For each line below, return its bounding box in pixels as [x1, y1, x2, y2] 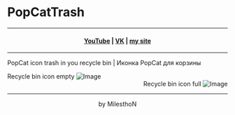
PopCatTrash [7, 4, 85, 20]
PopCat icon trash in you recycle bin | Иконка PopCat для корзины [7, 59, 201, 67]
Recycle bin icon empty [7, 72, 75, 81]
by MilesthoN [98, 100, 137, 109]
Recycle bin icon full [143, 80, 201, 88]
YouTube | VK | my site [83, 36, 152, 45]
